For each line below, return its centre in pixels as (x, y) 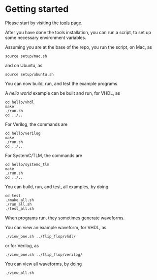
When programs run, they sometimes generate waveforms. (65, 218)
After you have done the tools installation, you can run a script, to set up (78, 32)
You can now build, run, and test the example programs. (62, 83)
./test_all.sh (20, 208)
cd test (13, 196)
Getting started (37, 9)
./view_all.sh (20, 273)
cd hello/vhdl (20, 102)
